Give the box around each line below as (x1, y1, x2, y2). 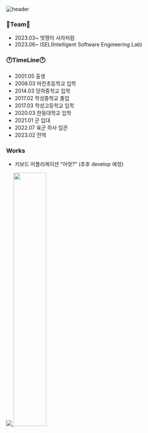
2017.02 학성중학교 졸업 (14, 94, 70, 101)
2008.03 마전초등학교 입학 (14, 80, 76, 87)
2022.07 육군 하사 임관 (14, 124, 68, 131)
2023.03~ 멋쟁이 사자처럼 (14, 34, 75, 41)
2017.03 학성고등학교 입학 (14, 102, 75, 109)
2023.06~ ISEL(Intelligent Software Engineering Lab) (14, 41, 143, 48)
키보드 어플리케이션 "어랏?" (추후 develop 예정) (14, 160, 124, 167)
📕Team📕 (6, 20, 31, 28)
